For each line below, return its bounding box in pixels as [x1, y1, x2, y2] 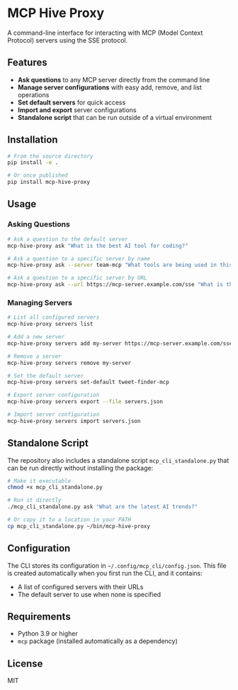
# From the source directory [7, 153, 93, 160]
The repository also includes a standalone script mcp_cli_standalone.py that [7, 456, 229, 464]
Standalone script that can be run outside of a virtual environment [17, 113, 212, 121]
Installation [7, 133, 58, 146]
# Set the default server [7, 372, 84, 379]
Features [7, 57, 47, 69]
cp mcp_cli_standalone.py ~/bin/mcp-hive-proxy [7, 522, 151, 530]
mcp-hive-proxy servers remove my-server [7, 359, 132, 366]
